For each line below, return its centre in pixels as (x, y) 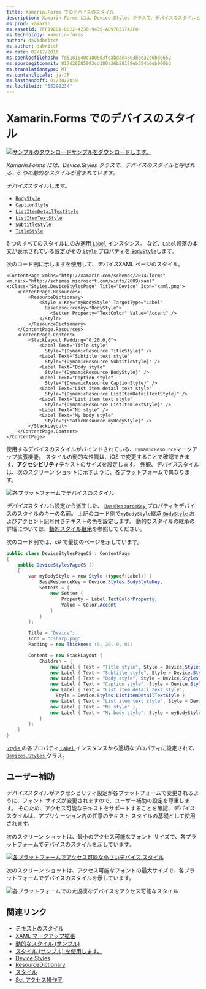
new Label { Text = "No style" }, (94, 707)
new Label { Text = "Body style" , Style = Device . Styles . (126, 678)
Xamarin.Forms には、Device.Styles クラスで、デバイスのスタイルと (93, 165)
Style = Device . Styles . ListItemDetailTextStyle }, (122, 696)
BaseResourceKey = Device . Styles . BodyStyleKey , (101, 582)
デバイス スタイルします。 (38, 185)
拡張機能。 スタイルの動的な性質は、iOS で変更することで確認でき (101, 456)
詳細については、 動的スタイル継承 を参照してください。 (76, 529)
